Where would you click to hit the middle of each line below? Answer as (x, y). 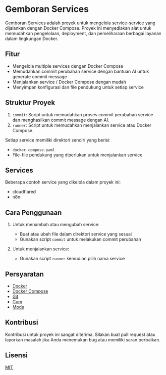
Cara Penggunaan (33, 212)
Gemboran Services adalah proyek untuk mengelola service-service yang (80, 23)
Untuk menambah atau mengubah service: (56, 225)
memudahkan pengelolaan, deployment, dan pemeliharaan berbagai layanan (83, 33)
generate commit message (40, 76)
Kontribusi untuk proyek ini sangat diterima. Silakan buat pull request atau (80, 334)
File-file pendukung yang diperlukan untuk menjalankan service (77, 155)
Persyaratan (25, 274)
